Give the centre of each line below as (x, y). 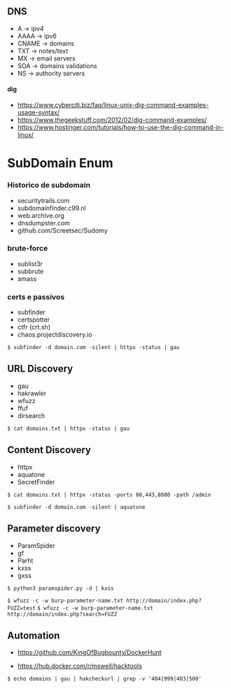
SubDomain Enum (60, 163)
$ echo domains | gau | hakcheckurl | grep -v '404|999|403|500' (104, 679)
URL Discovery (40, 369)
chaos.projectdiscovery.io (55, 335)
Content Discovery (49, 450)
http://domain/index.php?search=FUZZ (62, 614)
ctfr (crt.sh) (34, 327)
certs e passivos (36, 296)
